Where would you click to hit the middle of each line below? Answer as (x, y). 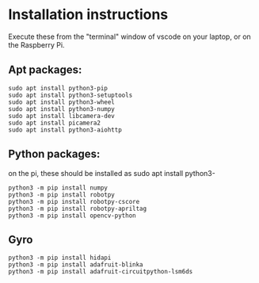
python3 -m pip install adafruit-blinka (76, 265)
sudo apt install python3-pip (58, 88)
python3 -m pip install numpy (58, 188)
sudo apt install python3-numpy (61, 109)
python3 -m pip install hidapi (60, 258)
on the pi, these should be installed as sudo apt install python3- (112, 173)
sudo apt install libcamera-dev (61, 116)
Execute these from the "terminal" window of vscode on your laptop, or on (129, 36)
